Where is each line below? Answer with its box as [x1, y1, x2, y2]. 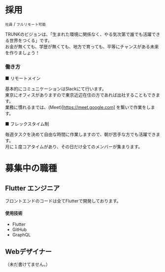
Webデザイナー [5, 247, 52, 256]
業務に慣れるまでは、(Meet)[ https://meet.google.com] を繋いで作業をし [5, 104, 151, 110]
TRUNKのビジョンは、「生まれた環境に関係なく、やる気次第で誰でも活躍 [5, 31, 152, 37]
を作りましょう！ [5, 50, 40, 56]
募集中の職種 [5, 163, 58, 174]
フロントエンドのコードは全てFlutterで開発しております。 [5, 198, 122, 204]
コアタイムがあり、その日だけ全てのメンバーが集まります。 [22, 144, 143, 150]
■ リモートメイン [5, 75, 41, 81]
